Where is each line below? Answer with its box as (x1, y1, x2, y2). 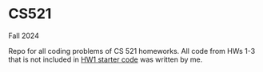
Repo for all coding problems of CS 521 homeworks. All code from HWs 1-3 (8, 46, 256, 55)
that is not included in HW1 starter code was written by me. (8, 55, 203, 64)
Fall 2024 (8, 31, 40, 40)
